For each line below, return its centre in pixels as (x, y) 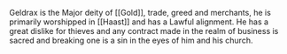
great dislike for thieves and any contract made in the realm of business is (144, 31)
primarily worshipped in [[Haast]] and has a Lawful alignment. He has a (139, 22)
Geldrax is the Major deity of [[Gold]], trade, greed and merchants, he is (140, 13)
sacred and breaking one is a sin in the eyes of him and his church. (131, 40)
